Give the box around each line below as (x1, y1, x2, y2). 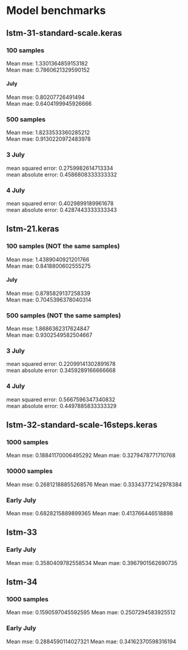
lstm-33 (6, 527, 37, 538)
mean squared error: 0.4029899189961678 (6, 200, 114, 207)
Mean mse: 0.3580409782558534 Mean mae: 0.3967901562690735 (6, 559, 178, 566)
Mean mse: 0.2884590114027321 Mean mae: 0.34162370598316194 (6, 638, 177, 645)
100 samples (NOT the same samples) (6, 242, 120, 251)
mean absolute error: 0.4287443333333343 (6, 206, 117, 213)
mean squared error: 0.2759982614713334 (6, 164, 114, 172)
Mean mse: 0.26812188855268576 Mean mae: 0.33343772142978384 (6, 481, 183, 488)
